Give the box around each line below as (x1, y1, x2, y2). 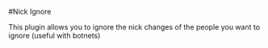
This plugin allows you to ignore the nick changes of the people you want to (8, 22, 261, 31)
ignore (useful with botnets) (8, 31, 101, 40)
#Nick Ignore (8, 7, 52, 16)
